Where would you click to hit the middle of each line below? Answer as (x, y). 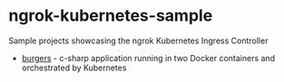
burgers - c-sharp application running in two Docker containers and (148, 58)
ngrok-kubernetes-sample (111, 16)
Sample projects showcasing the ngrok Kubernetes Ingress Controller (138, 41)
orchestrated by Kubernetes (74, 68)
